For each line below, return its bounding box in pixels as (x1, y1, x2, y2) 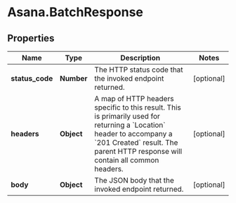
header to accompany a (94, 129, 173, 138)
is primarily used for (94, 112, 160, 121)
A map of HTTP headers (94, 94, 174, 103)
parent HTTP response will (94, 147, 183, 156)
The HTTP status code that (94, 65, 184, 74)
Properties (7, 32, 55, 44)
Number (59, 74, 88, 83)
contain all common (94, 155, 159, 165)
